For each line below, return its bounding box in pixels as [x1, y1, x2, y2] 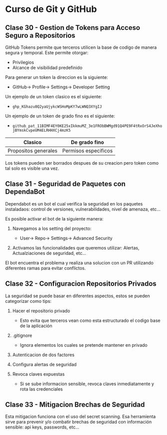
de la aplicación [19, 323, 52, 329]
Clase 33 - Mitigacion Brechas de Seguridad [5, 401, 145, 409]
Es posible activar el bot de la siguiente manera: [5, 216, 104, 221]
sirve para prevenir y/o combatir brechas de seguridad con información [5, 419, 152, 425]
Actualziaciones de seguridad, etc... [12, 250, 86, 256]
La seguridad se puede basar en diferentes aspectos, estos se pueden [5, 293, 151, 299]
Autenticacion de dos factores [12, 352, 75, 358]
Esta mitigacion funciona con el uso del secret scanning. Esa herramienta [5, 414, 156, 420]
